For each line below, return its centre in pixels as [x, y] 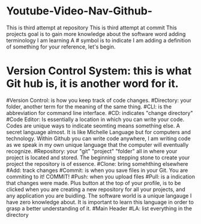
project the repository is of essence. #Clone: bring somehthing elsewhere [97, 164]
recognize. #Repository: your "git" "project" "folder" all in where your [92, 151]
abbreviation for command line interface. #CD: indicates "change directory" [100, 113]
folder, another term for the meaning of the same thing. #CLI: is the [89, 107]
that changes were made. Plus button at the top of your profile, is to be [94, 183]
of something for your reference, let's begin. [61, 47]
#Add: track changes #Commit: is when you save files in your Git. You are [97, 170]
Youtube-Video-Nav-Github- [79, 11]
